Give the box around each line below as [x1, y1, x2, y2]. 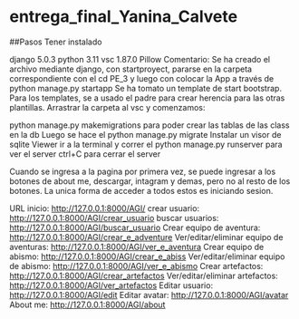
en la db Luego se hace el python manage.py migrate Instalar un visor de [9, 129, 282, 140]
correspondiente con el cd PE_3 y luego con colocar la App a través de [9, 72, 275, 83]
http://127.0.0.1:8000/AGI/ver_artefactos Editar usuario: [9, 279, 214, 291]
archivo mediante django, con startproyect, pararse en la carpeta [9, 63, 252, 74]
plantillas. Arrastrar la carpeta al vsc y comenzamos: [9, 101, 206, 112]
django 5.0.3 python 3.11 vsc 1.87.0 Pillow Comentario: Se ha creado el [9, 53, 270, 64]
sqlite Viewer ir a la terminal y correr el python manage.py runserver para [9, 139, 283, 150]
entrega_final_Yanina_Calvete [9, 6, 238, 27]
